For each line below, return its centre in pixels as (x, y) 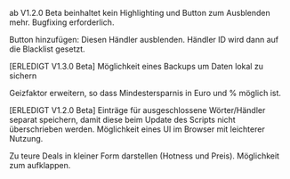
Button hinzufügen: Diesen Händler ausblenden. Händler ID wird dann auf (144, 40)
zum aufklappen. (40, 165)
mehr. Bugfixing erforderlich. (62, 22)
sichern (23, 76)
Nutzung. (26, 138)
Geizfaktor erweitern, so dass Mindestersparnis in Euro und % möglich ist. (145, 93)
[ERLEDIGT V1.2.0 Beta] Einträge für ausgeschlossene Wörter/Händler (137, 110)
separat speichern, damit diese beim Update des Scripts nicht (122, 120)
